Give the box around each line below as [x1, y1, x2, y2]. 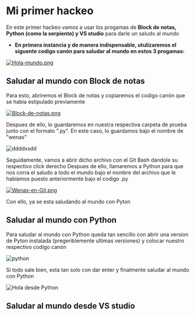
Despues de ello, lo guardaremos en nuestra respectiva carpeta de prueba [6, 121, 187, 128]
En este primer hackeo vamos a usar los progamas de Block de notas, [6, 24, 177, 31]
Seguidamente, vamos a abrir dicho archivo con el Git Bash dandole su [6, 156, 178, 163]
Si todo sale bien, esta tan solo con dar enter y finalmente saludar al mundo [6, 266, 190, 273]
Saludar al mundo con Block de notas [6, 76, 146, 86]
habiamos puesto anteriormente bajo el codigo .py [6, 175, 128, 182]
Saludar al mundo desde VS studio [6, 301, 135, 311]
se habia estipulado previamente [6, 98, 85, 105]
